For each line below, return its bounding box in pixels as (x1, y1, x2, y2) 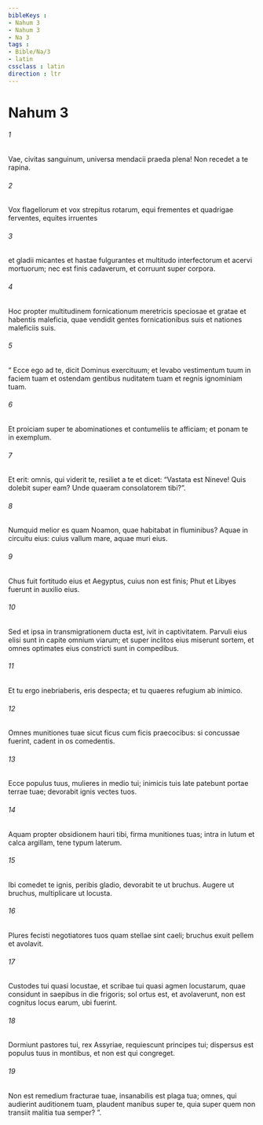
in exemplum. (8, 433, 52, 442)
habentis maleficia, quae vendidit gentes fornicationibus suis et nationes (8, 315, 243, 324)
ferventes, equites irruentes (8, 214, 98, 223)
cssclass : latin (8, 63, 65, 71)
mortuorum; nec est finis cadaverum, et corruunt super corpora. (8, 264, 216, 273)
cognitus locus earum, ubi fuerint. (8, 998, 118, 1007)
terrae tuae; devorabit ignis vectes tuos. (8, 787, 137, 797)
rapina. (8, 163, 31, 173)
